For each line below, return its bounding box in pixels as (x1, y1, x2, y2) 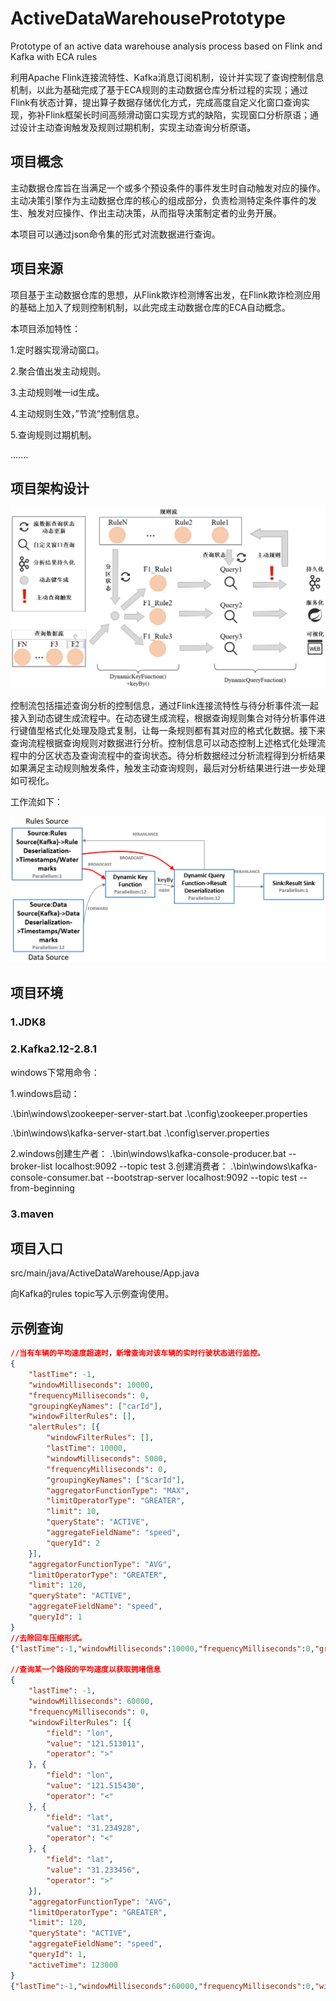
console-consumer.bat (10, 1171, 104, 1183)
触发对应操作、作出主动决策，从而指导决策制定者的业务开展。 (27, 207, 282, 219)
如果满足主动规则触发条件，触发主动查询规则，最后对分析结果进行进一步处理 (10, 762, 326, 774)
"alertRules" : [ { (28, 1422, 101, 1432)
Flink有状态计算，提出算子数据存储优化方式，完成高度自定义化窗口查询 (10, 96, 302, 108)
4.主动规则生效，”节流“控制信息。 (10, 407, 145, 419)
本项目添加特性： (10, 322, 81, 334)
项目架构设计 (10, 480, 90, 497)
